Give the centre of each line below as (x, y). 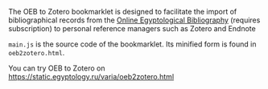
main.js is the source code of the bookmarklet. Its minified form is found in (132, 44)
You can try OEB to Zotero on (57, 68)
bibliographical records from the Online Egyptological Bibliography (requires (134, 20)
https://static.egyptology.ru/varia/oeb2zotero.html (91, 77)
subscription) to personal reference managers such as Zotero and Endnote (132, 28)
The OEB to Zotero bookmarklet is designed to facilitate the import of (123, 12)
